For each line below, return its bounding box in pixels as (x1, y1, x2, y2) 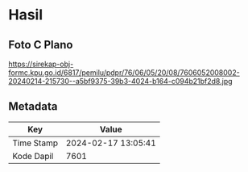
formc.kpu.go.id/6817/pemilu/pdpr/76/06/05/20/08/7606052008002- (8, 68, 240, 78)
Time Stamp (12, 137, 59, 149)
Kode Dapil (12, 150, 54, 162)
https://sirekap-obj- (8, 59, 74, 69)
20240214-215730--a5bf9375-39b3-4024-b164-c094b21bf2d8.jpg (8, 77, 233, 86)
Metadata (8, 99, 58, 114)
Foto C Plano (8, 38, 73, 52)
